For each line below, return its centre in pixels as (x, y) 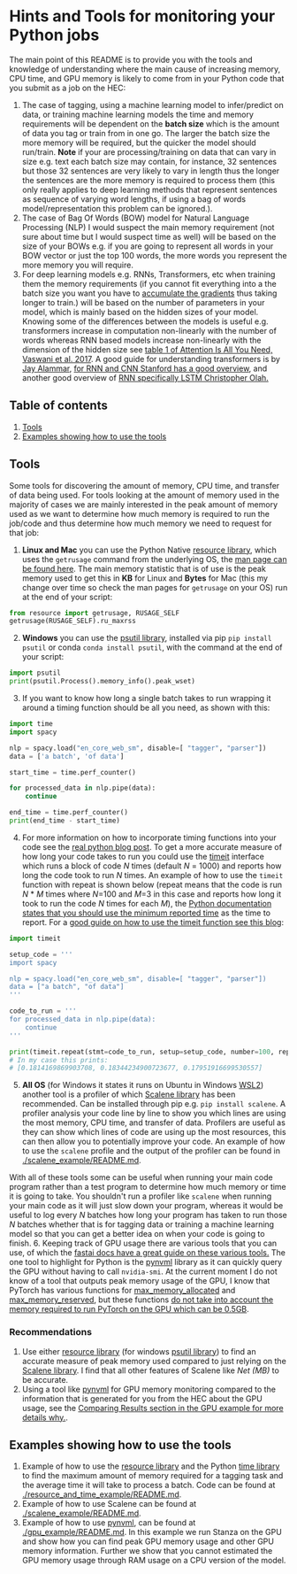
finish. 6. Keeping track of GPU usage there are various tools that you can (143, 1243)
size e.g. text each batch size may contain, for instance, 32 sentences (149, 161)
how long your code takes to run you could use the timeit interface (143, 856)
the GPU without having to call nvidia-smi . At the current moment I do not (143, 1271)
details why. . (45, 1417)
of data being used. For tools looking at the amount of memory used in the (145, 495)
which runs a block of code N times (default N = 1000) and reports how (152, 866)
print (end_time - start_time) (65, 821)
